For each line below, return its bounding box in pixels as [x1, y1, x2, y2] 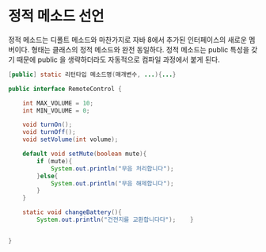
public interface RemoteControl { [8, 85, 123, 93]
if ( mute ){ [36, 157, 73, 165]
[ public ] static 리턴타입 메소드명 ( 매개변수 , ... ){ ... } [8, 71, 177, 78]
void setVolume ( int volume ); [22, 136, 119, 143]
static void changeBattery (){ [22, 208, 123, 216]
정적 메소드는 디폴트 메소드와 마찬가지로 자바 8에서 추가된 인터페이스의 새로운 [8, 35, 248, 44]
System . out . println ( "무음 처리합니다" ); [50, 164, 174, 173]
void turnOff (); [22, 128, 77, 136]
